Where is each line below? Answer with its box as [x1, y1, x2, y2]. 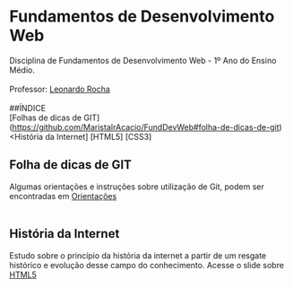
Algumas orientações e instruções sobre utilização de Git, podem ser [9, 181, 264, 192]
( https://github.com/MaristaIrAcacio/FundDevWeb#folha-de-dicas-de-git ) [9, 121, 282, 132]
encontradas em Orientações [9, 190, 117, 201]
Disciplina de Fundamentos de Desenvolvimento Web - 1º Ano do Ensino [9, 55, 277, 65]
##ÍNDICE [9, 102, 47, 113]
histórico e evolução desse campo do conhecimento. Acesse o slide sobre [9, 259, 285, 270]
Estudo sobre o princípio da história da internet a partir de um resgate [9, 249, 267, 261]
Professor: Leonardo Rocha [9, 83, 110, 94]
